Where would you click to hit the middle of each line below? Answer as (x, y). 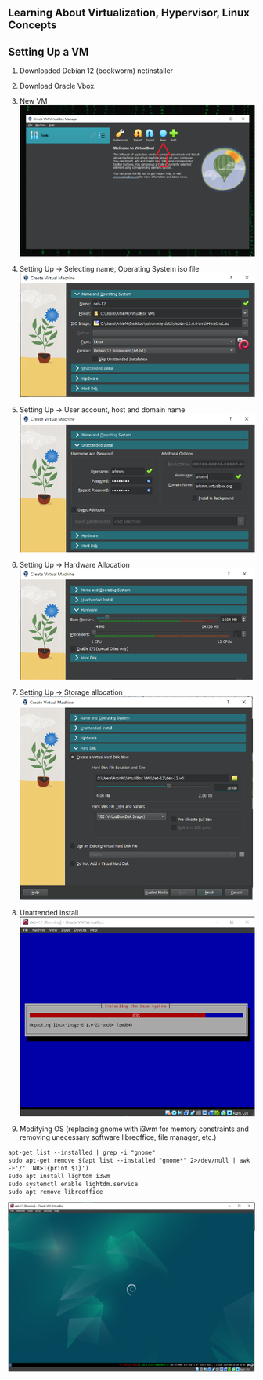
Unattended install (49, 913)
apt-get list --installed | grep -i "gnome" (82, 1153)
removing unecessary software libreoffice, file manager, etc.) (118, 1137)
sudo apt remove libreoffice (56, 1192)
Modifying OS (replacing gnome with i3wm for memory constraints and (134, 1129)
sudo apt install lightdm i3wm (59, 1177)
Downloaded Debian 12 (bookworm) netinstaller (96, 71)
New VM (33, 101)
